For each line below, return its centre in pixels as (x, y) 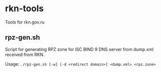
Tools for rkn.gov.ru (25, 22)
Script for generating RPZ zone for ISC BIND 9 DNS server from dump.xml (79, 49)
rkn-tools (24, 9)
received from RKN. (25, 54)
